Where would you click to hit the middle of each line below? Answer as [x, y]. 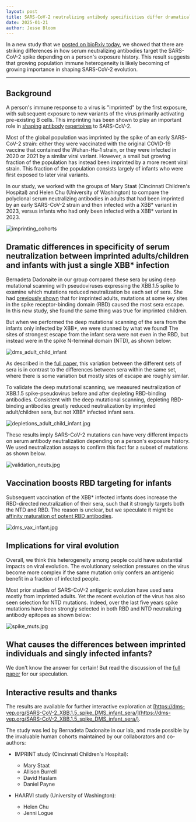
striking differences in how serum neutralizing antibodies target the [87, 51]
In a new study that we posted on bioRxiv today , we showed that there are [95, 45]
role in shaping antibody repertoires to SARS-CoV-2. [69, 126]
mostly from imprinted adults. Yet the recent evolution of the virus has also [96, 596]
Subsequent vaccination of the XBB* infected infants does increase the [92, 497]
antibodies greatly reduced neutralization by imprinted [90, 405]
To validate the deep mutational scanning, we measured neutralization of [94, 387]
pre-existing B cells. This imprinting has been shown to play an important [94, 120]
